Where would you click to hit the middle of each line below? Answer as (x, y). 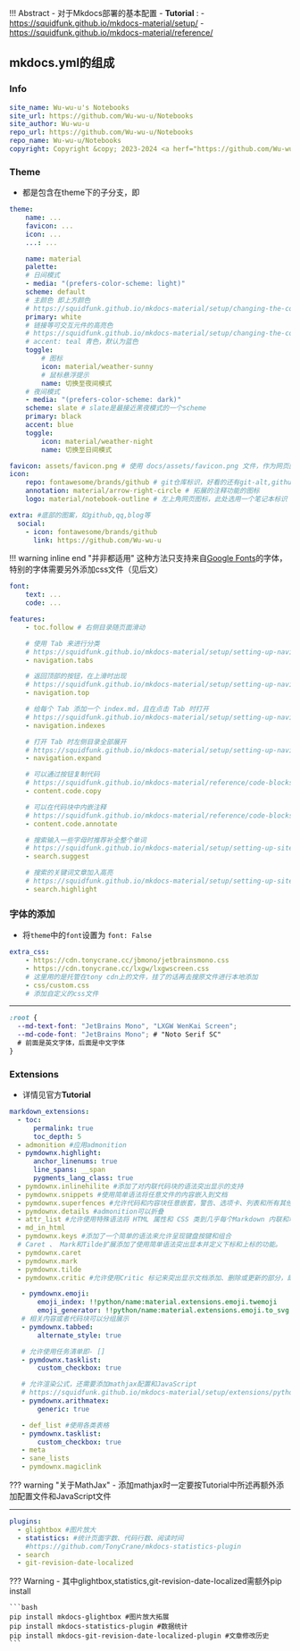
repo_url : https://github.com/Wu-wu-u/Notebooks (101, 132)
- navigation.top (58, 693)
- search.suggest (58, 857)
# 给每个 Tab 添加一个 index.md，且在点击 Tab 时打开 (117, 709)
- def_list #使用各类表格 (65, 1425)
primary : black (54, 417)
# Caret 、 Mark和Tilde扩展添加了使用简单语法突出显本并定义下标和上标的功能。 (150, 1245)
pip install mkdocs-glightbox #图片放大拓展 (89, 1617)
